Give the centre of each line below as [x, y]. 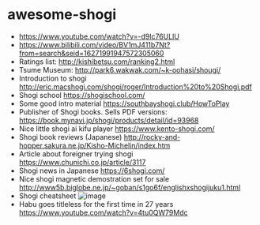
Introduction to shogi [53, 78]
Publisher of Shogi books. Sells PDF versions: [93, 111]
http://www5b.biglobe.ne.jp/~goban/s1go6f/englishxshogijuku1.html [130, 187]
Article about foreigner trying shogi [76, 154]
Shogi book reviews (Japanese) [70, 137]
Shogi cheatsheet [47, 196]
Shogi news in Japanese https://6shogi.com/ [92, 171]
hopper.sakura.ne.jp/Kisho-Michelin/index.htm [94, 145]
